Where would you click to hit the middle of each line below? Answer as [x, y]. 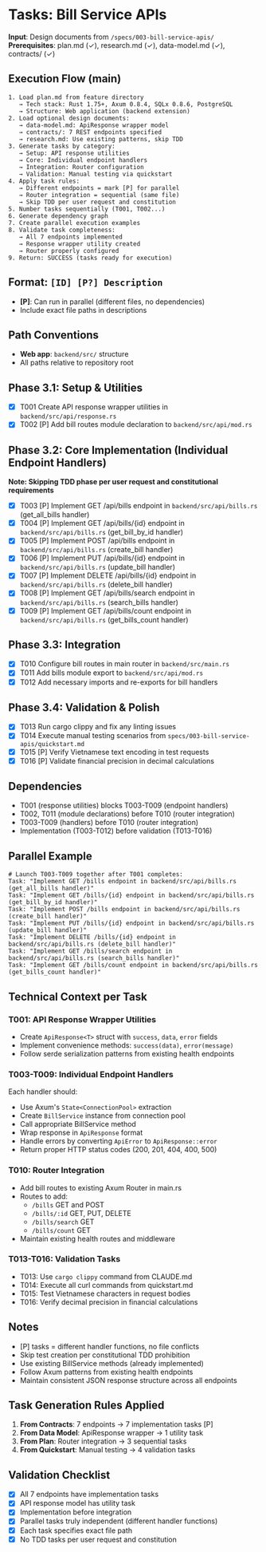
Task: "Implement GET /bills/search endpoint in [90, 951]
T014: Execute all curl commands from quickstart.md [106, 1285]
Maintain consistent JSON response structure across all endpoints [128, 1380]
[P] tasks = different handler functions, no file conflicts [110, 1346]
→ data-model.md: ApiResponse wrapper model [94, 125]
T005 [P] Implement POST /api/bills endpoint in [97, 541]
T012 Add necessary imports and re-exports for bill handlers [119, 682]
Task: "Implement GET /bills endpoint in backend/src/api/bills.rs [123, 882]
